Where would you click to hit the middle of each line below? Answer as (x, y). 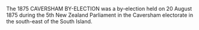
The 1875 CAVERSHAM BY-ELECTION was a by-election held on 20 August (99, 9)
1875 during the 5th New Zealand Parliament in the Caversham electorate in (100, 15)
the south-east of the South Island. (49, 21)
